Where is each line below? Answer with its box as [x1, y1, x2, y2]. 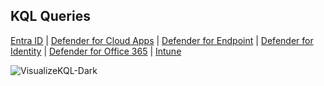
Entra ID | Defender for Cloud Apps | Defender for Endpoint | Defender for [10, 34, 314, 46]
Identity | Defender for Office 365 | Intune [10, 45, 182, 57]
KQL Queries [10, 8, 91, 25]
